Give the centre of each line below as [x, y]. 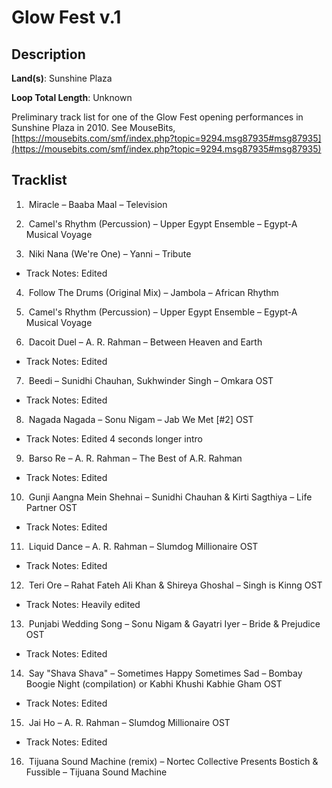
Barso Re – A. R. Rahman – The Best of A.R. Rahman [135, 458]
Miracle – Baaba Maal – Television [98, 204]
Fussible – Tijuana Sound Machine [96, 772]
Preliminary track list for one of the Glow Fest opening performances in [157, 117]
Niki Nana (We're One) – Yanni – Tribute [110, 253]
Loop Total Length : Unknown [72, 97]
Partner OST [51, 507]
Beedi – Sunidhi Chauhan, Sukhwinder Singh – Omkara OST [151, 380]
